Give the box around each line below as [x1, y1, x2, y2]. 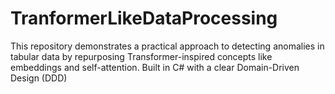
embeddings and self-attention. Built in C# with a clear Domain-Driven [10, 61, 300, 73]
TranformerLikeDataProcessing [10, 7, 278, 30]
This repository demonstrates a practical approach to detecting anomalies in [10, 40, 325, 52]
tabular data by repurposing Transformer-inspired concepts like [10, 50, 273, 62]
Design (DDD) [10, 72, 68, 84]
